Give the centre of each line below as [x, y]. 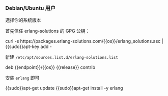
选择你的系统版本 [23, 20]
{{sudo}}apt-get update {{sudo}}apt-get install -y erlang [64, 88]
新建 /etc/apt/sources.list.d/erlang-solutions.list [62, 57]
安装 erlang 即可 [22, 78]
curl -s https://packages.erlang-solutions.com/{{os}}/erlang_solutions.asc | [85, 41]
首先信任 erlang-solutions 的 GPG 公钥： [48, 31]
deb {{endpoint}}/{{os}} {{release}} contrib [50, 67]
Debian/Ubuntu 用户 [31, 8]
